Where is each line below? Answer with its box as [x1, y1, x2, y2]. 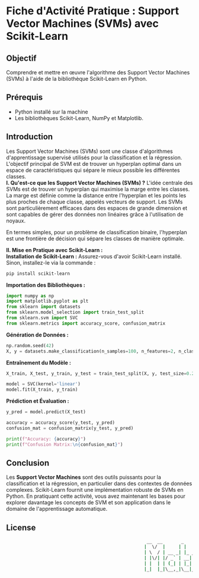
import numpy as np [6, 293, 54, 299]
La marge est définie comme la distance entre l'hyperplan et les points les [6, 191, 187, 199]
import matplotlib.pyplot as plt [6, 299, 89, 304]
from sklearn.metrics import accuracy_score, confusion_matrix [6, 320, 166, 326]
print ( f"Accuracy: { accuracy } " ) [6, 436, 86, 442]
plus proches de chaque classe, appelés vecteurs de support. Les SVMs [6, 198, 183, 205]
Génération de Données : [6, 331, 69, 338]
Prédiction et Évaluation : [6, 397, 69, 405]
